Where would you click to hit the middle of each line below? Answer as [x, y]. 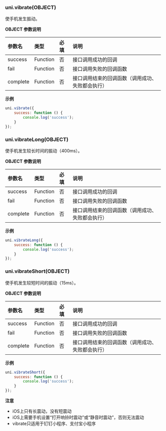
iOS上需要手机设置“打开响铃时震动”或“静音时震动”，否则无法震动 [78, 418]
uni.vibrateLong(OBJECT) [37, 139]
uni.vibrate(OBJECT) [31, 7]
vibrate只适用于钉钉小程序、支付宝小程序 [54, 424]
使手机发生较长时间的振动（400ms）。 [44, 150]
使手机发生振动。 [22, 19]
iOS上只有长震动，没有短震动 [42, 411]
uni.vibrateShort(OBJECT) [38, 271]
